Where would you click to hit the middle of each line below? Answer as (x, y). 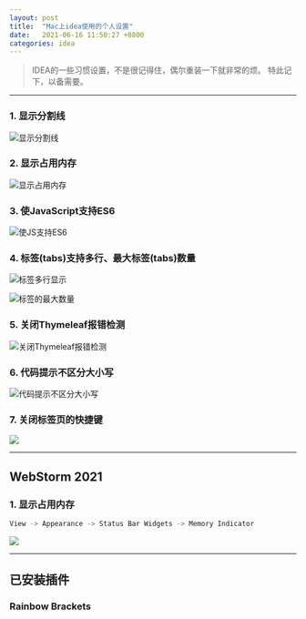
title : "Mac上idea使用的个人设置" (71, 26)
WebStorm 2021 (56, 477)
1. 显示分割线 (37, 117)
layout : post (34, 18)
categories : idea (42, 43)
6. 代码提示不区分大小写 (61, 372)
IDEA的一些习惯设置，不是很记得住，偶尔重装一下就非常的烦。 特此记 (162, 70)
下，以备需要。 (60, 82)
